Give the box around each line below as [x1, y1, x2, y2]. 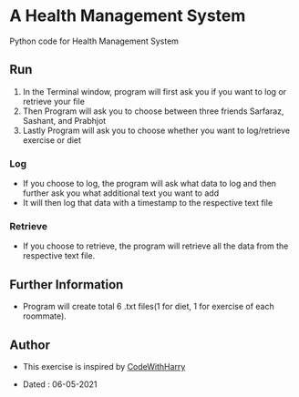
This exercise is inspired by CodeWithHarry [22, 361, 186, 372]
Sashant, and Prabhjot [22, 115, 107, 126]
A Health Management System [9, 5, 246, 26]
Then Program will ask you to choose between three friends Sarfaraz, [22, 106, 284, 117]
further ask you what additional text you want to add [22, 188, 220, 198]
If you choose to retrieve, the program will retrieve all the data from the [22, 240, 289, 251]
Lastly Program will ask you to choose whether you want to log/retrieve [22, 125, 290, 136]
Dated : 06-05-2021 [22, 379, 98, 390]
